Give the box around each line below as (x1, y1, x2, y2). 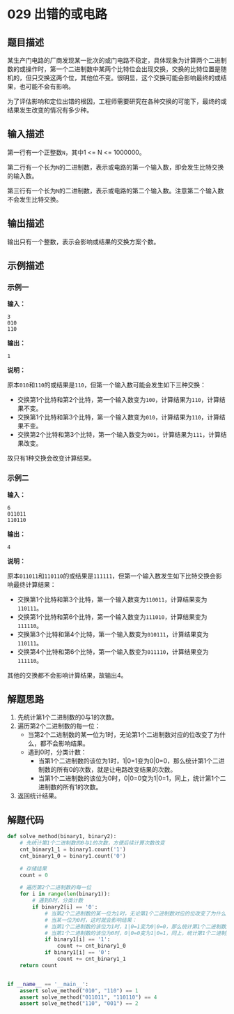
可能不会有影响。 (25, 82, 75, 91)
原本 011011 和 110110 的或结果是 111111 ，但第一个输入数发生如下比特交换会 (7, 572, 216, 580)
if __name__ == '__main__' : (7, 981, 89, 987)
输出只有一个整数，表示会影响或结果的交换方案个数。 (7, 237, 160, 246)
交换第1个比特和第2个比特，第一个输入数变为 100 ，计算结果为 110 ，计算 (17, 396, 219, 404)
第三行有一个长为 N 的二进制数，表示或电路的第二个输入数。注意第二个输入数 (7, 186, 224, 195)
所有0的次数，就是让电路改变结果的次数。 (56, 766, 177, 774)
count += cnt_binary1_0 (56, 943, 127, 950)
